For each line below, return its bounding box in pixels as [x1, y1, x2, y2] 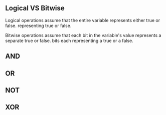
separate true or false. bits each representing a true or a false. [5, 37, 134, 43]
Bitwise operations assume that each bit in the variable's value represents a [5, 32, 161, 38]
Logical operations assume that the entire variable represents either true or [5, 17, 160, 23]
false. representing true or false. [5, 22, 72, 28]
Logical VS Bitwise [5, 4, 65, 12]
